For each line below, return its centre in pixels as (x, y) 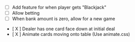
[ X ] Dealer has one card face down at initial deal (63, 29)
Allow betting (26, 13)
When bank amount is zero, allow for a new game (63, 19)
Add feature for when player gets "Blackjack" (59, 7)
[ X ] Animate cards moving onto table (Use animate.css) (71, 34)
